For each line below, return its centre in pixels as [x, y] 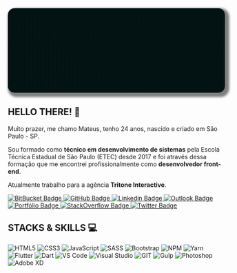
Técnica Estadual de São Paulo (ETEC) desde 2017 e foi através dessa [107, 156]
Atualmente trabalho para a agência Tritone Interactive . [87, 185]
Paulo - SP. [24, 136]
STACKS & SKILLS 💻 [53, 228]
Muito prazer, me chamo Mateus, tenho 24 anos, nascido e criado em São [113, 128]
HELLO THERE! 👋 [44, 112]
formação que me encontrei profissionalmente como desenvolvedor [105, 164]
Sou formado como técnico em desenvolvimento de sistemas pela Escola [114, 149]
